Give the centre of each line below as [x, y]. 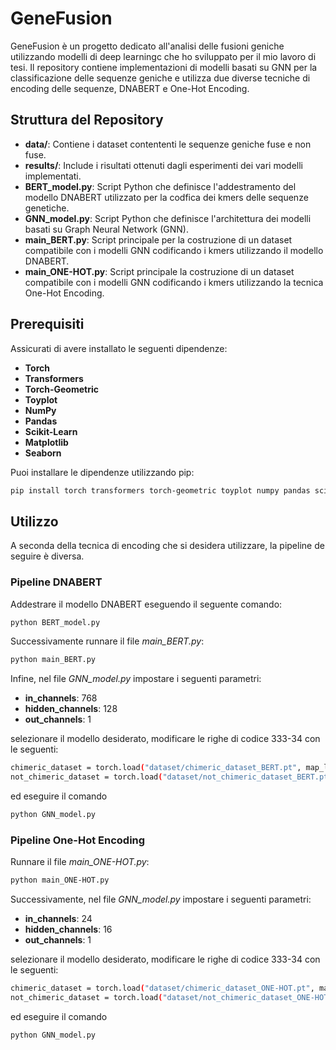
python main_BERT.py [53, 660]
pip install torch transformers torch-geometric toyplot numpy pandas [160, 490]
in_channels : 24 [58, 919]
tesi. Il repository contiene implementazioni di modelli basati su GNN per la [164, 67]
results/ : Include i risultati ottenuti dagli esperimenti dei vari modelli [163, 165]
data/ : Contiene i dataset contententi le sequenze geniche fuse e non [168, 144]
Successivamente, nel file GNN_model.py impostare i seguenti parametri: [161, 899]
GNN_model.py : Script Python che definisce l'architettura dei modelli [168, 218]
